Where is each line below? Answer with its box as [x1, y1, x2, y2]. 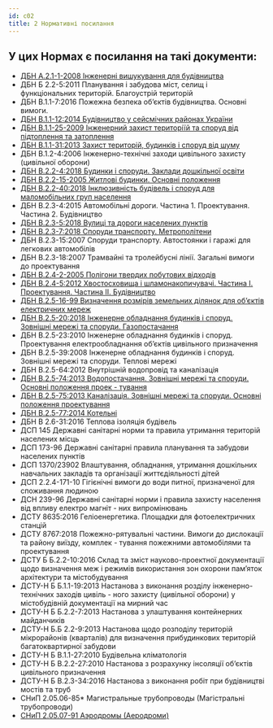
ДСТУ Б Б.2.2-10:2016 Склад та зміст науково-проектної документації [19, 555, 264, 565]
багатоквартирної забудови [19, 642, 116, 652]
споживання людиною [19, 486, 99, 496]
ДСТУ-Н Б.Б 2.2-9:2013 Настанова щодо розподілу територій [19, 624, 233, 634]
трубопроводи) [19, 702, 73, 712]
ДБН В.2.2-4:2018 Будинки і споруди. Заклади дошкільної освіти [19, 166, 245, 176]
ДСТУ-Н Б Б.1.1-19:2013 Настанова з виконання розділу [19, 581, 211, 591]
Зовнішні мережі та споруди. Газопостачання [19, 322, 179, 332]
